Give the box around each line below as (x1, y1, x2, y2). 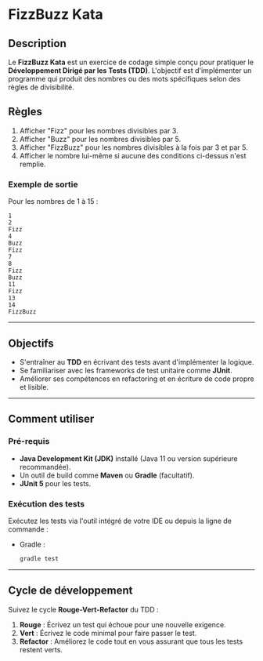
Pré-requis (8, 436, 50, 447)
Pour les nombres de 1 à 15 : (8, 197, 99, 206)
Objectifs (8, 336, 55, 350)
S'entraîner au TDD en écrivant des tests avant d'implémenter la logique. (19, 357, 254, 366)
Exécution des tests (8, 498, 85, 509)
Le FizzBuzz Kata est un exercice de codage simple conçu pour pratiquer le (8, 57, 254, 67)
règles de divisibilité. (8, 82, 74, 92)
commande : (8, 524, 49, 534)
